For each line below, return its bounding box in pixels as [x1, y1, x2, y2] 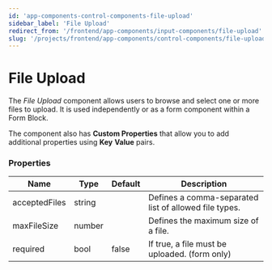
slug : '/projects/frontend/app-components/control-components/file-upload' [8, 34, 270, 43]
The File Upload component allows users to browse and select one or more [8, 96, 260, 106]
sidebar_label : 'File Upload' [8, 19, 111, 27]
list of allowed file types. [148, 202, 240, 213]
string [74, 197, 96, 209]
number [74, 220, 104, 231]
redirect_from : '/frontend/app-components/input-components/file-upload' [8, 27, 263, 35]
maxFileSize [12, 220, 59, 231]
